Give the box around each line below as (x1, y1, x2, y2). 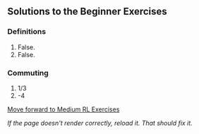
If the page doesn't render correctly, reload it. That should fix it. (7, 118, 193, 127)
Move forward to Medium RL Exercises (7, 105, 120, 114)
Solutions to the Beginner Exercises (7, 6, 167, 18)
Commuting (7, 68, 49, 78)
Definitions (7, 27, 47, 37)
